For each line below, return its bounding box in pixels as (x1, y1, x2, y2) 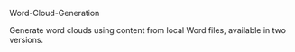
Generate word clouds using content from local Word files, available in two (9, 25, 287, 35)
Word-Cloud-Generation (9, 8, 100, 18)
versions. (9, 35, 43, 45)
